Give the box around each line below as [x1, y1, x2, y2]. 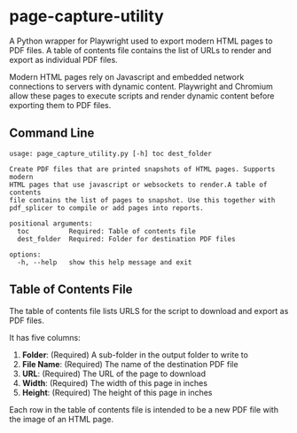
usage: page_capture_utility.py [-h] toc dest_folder [9, 149, 213, 158]
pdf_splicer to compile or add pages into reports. [9, 203, 204, 212]
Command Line [9, 126, 95, 141]
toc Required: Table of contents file [17, 226, 197, 236]
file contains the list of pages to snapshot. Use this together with [9, 195, 276, 205]
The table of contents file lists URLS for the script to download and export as [9, 305, 289, 316]
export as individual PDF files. [9, 54, 118, 65]
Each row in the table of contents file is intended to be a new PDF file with [9, 404, 279, 414]
